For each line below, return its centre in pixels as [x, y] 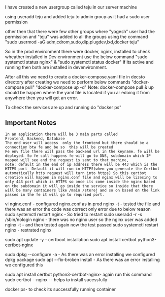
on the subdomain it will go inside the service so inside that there [79, 186]
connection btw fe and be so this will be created [59, 147]
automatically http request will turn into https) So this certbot [76, 173]
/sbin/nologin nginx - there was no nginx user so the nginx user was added [81, 220]
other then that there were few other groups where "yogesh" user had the [80, 31]
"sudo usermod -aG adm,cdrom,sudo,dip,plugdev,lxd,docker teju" [72, 42]
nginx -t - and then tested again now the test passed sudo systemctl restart [82, 224]
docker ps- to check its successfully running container [61, 289]
